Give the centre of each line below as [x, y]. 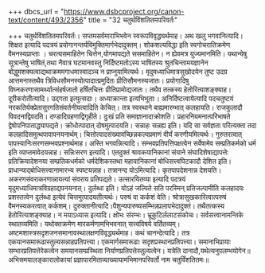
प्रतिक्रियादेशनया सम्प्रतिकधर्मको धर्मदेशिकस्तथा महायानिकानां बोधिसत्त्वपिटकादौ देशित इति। [120, 161]
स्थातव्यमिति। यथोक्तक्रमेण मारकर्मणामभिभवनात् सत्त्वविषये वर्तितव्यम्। [94, 224]
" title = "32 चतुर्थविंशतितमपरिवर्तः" [131, 20]
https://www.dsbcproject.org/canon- [124, 12]
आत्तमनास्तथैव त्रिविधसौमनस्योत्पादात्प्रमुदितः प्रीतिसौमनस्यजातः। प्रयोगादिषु [99, 80]
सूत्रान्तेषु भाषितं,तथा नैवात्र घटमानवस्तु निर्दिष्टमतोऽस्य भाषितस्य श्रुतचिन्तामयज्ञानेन [108, 62]
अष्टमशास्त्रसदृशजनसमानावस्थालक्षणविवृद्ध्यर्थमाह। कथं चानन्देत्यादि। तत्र [99, 233]
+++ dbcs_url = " [36, 12]
